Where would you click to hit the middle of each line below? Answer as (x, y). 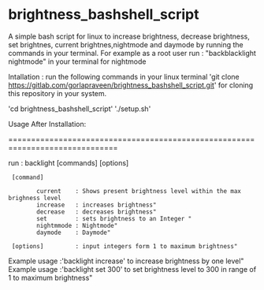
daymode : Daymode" (74, 232)
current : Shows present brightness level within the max (139, 191)
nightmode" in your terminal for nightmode (77, 61)
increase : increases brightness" (97, 205)
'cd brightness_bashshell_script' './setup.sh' (80, 109)
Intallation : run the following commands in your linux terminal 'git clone (124, 76)
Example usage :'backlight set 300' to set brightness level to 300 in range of (132, 269)
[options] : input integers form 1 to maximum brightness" (125, 246)
